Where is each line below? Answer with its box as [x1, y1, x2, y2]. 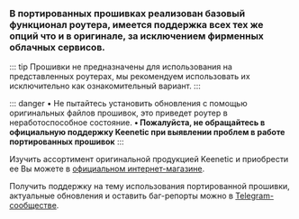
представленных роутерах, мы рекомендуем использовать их [9, 71, 250, 82]
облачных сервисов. [9, 41, 105, 53]
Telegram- [235, 190, 275, 201]
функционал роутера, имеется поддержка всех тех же [9, 18, 264, 31]
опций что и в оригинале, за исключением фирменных [9, 30, 264, 42]
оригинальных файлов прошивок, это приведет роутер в [9, 107, 228, 119]
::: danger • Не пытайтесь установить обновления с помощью [9, 98, 248, 109]
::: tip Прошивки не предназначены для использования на [9, 61, 232, 72]
